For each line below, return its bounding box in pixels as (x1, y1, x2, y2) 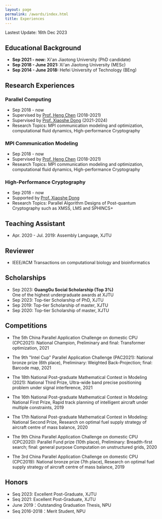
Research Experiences (5, 81, 75, 89)
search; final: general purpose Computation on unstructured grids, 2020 (12, 444, 157, 450)
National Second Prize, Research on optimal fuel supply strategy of (12, 419, 147, 425)
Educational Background (5, 43, 81, 52)
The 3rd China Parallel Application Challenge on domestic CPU (12, 454, 138, 459)
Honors (5, 478, 28, 486)
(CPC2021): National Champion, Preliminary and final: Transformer (12, 340, 145, 346)
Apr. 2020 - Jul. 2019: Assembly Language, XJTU (12, 232, 112, 238)
